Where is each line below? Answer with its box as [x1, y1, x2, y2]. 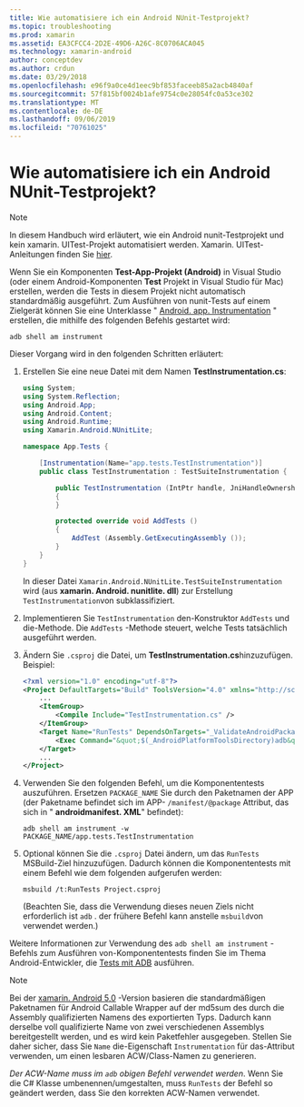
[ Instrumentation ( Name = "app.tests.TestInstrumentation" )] [39, 458, 263, 468]
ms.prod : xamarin [9, 30, 75, 39]
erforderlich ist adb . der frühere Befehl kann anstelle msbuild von [22, 911, 264, 921]
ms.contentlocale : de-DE [9, 106, 103, 116]
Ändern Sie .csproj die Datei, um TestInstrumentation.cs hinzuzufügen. [22, 649, 293, 660]
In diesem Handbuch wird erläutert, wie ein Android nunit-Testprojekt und [9, 229, 284, 240]
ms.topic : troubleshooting [9, 22, 112, 31]
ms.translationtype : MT [9, 97, 100, 107]
